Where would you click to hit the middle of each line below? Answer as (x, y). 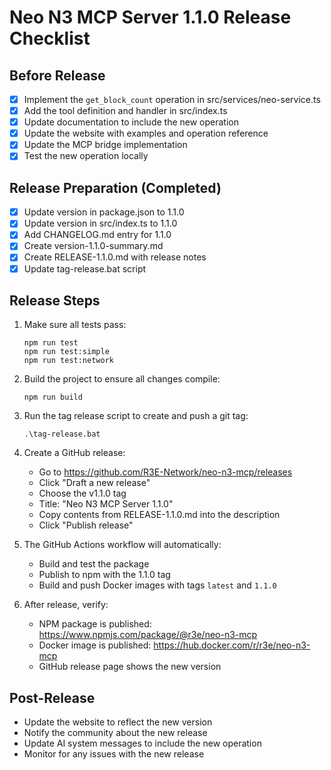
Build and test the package (94, 564)
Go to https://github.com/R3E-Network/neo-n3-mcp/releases (165, 472)
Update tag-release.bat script (85, 268)
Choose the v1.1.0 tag (82, 493)
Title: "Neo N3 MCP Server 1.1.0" (106, 504)
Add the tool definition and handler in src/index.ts (125, 111)
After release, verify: (66, 605)
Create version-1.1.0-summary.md (93, 246)
